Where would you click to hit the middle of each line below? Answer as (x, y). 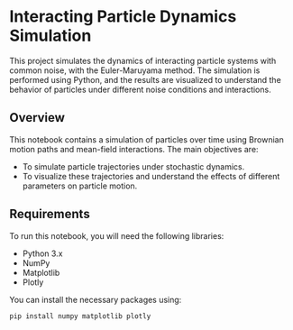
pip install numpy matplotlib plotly (80, 316)
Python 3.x (42, 253)
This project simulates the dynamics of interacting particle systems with (143, 60)
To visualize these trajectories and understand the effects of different (151, 176)
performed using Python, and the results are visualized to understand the (145, 79)
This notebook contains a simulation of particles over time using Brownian (146, 139)
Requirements (50, 214)
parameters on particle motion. (80, 186)
